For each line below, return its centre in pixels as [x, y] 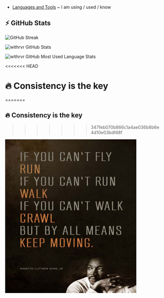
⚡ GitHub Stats [28, 23]
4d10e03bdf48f [107, 132]
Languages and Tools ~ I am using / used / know [62, 7]
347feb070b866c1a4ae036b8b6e [125, 127]
